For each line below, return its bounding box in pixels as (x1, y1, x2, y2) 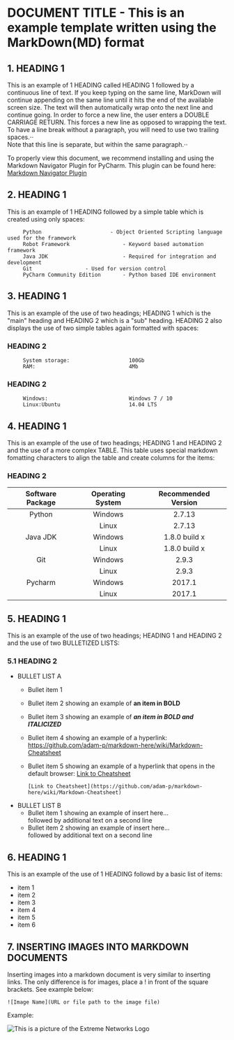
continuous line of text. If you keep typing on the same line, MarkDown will (7, 89, 221, 96)
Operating (91, 489, 125, 499)
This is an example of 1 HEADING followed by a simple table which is (7, 208, 204, 216)
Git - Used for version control (22, 265, 167, 272)
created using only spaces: (7, 215, 85, 223)
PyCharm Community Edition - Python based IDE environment (22, 271, 217, 278)
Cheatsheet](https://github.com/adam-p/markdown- (56, 783, 203, 790)
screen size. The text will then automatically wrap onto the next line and (7, 103, 213, 111)
